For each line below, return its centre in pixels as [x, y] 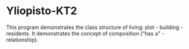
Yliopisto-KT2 [42, 11]
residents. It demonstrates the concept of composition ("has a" [83, 33]
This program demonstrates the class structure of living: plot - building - [94, 27]
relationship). [22, 40]
